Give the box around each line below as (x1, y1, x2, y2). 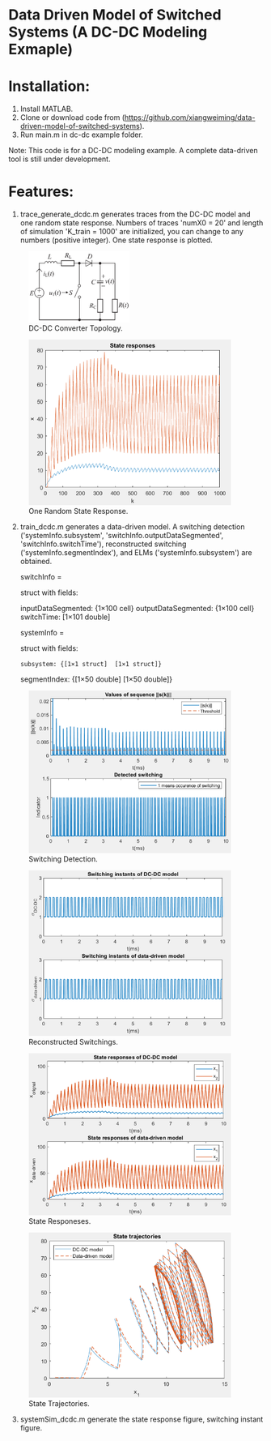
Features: (8, 182, 74, 201)
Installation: (8, 77, 91, 96)
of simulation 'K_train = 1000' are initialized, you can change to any (19, 227, 244, 237)
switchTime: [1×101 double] (19, 612, 111, 622)
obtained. (19, 557, 53, 567)
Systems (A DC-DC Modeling (8, 23, 208, 41)
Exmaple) (8, 41, 74, 58)
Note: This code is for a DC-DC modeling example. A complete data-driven (8, 146, 258, 156)
